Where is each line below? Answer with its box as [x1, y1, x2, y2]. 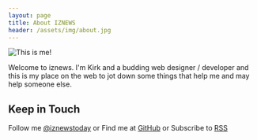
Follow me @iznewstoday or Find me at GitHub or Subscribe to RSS [8, 123, 228, 133]
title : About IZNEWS [8, 19, 77, 27]
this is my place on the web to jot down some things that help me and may [8, 72, 250, 81]
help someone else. [8, 79, 73, 89]
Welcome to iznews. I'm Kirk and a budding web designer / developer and [8, 63, 249, 72]
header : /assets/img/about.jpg [8, 26, 111, 34]
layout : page [8, 11, 51, 20]
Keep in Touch [8, 102, 81, 116]
